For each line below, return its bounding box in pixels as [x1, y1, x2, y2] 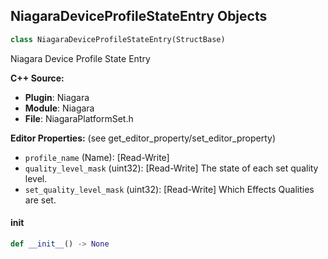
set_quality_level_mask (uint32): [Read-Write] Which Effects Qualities [24, 183, 315, 195]
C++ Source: [10, 72, 65, 84]
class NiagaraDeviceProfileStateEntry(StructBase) [10, 34, 226, 44]
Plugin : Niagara [24, 91, 90, 103]
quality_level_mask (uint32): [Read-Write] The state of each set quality [24, 162, 319, 174]
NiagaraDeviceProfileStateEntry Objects [10, 8, 268, 25]
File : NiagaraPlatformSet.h [24, 112, 134, 124]
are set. [24, 194, 57, 206]
